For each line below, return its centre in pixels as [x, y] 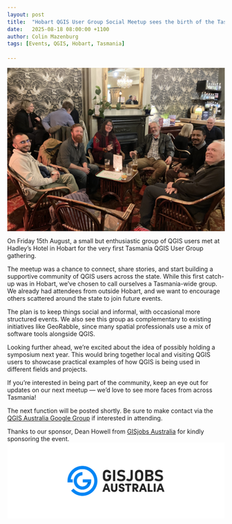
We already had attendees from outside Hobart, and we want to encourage [114, 291]
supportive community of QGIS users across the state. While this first [106, 276]
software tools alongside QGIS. [51, 334]
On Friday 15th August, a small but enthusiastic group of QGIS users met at [114, 241]
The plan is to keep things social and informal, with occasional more [104, 312]
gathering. [22, 255]
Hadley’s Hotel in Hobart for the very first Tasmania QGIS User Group [105, 248]
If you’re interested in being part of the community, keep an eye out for [108, 383]
